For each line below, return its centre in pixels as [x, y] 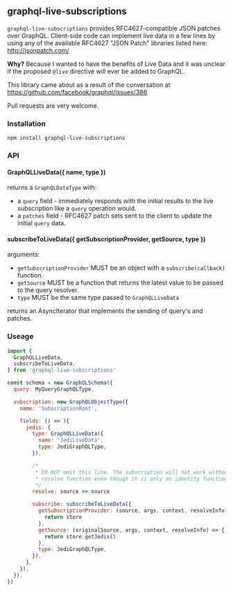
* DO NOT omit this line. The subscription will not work [121, 472]
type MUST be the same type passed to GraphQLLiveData [98, 298]
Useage [20, 337]
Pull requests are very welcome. [53, 105]
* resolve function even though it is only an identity [117, 479]
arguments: [24, 255]
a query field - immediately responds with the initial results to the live [115, 201]
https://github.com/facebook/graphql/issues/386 [77, 92]
